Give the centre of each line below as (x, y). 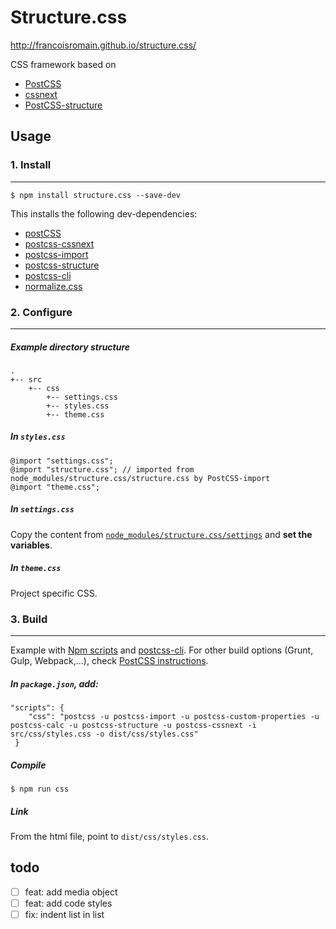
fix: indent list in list (64, 914)
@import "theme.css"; (55, 487)
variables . (31, 545)
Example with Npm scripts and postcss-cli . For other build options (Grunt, (162, 650)
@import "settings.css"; (62, 461)
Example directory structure (70, 347)
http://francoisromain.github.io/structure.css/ (103, 45)
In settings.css (42, 509)
